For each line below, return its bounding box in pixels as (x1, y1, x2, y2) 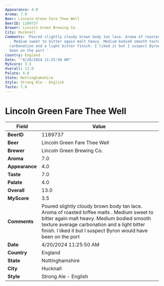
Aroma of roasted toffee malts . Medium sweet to (41, 209, 154, 216)
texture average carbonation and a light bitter (41, 221, 145, 228)
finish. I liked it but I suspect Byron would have (41, 227, 148, 234)
